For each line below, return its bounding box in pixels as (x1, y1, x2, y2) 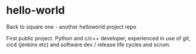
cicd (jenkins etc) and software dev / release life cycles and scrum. (6, 41, 171, 48)
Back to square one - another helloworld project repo (6, 23, 137, 30)
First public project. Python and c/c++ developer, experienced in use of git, (6, 34, 191, 42)
